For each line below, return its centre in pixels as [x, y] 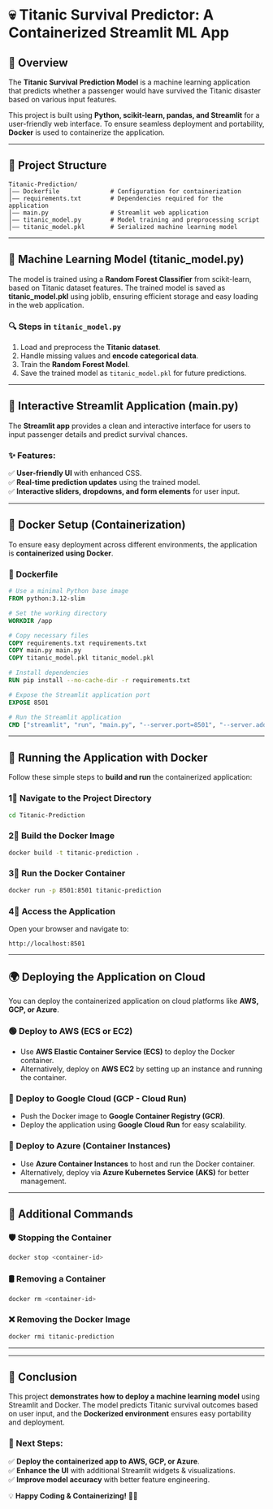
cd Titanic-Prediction [47, 815]
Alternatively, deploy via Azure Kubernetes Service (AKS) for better [134, 1172]
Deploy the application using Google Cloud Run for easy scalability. [133, 1125]
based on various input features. [63, 99]
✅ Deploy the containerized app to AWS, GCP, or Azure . [104, 1461]
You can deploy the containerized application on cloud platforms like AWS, [134, 1001]
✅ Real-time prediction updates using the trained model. [104, 482]
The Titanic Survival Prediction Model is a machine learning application [129, 82]
